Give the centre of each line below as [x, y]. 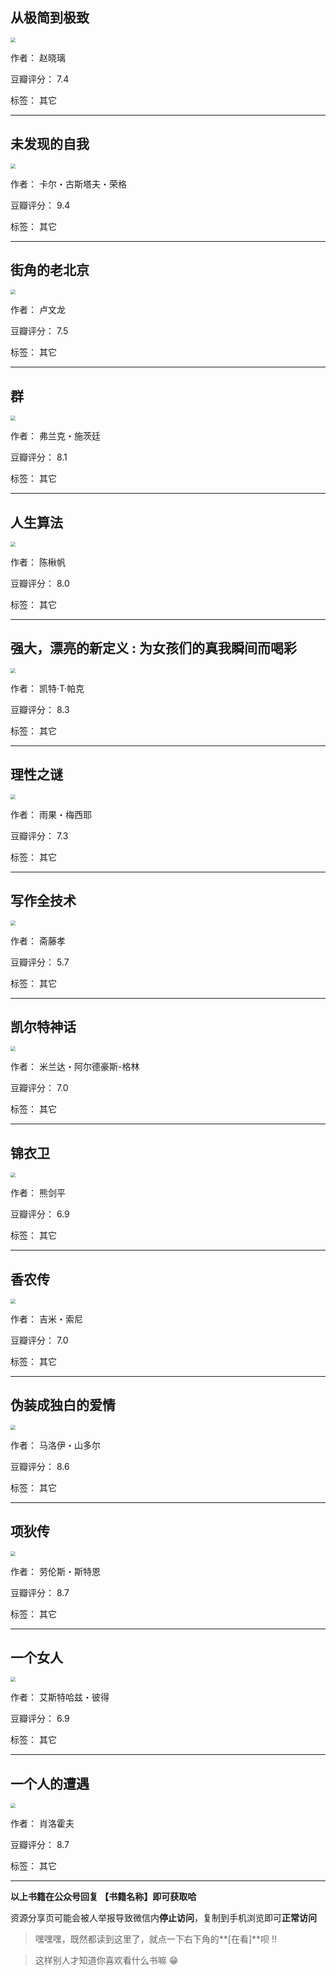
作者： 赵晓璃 [38, 57]
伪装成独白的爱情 [63, 1405]
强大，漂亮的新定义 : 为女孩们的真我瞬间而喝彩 [153, 648]
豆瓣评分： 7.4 [40, 79]
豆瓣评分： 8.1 [39, 457]
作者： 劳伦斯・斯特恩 [55, 1571]
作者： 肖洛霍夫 [42, 1824]
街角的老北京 [50, 270]
